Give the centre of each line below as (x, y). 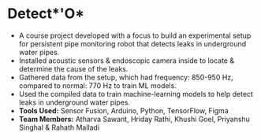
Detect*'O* (46, 14)
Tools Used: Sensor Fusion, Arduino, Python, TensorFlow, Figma (124, 110)
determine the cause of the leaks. (73, 68)
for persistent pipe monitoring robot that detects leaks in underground (132, 43)
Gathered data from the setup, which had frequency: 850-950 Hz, (126, 77)
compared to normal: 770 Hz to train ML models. (97, 85)
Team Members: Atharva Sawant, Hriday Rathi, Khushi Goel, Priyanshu (134, 119)
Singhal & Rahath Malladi (59, 127)
